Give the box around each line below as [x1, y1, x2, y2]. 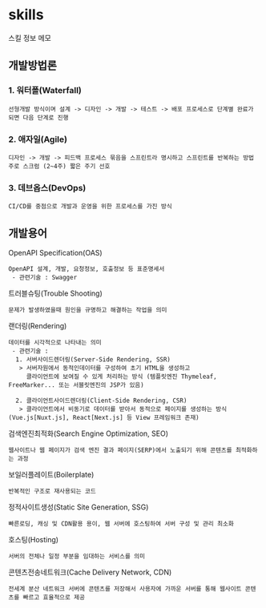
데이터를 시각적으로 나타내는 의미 [8, 339, 102, 347]
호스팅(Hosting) [8, 535, 58, 545]
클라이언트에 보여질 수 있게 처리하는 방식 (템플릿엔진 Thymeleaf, [26, 372, 218, 381]
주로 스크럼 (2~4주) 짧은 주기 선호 [8, 162, 111, 170]
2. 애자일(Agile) [8, 134, 68, 145]
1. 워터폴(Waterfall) [8, 85, 83, 96]
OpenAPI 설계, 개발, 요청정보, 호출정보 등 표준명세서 [8, 265, 165, 273]
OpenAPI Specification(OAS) [8, 248, 103, 258]
